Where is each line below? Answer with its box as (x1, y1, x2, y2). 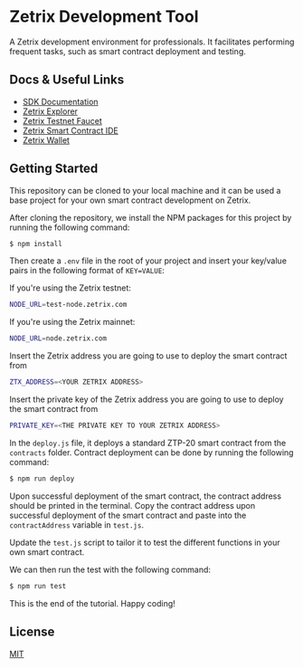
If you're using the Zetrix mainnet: (9, 317, 136, 328)
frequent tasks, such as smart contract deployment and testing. (9, 45, 247, 56)
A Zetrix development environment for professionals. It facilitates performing (9, 36, 295, 47)
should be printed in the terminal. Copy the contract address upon (9, 500, 256, 511)
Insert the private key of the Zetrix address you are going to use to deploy (9, 394, 284, 405)
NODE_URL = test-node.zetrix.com (9, 301, 128, 310)
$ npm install (9, 239, 63, 248)
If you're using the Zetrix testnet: (9, 282, 131, 293)
